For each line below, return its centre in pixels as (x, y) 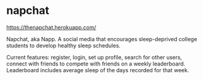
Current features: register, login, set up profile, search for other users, (94, 57)
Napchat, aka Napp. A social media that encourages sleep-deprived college (102, 39)
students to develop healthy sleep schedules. (64, 45)
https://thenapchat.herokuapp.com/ (51, 27)
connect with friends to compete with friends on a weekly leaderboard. (96, 64)
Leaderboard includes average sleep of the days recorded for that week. (98, 70)
